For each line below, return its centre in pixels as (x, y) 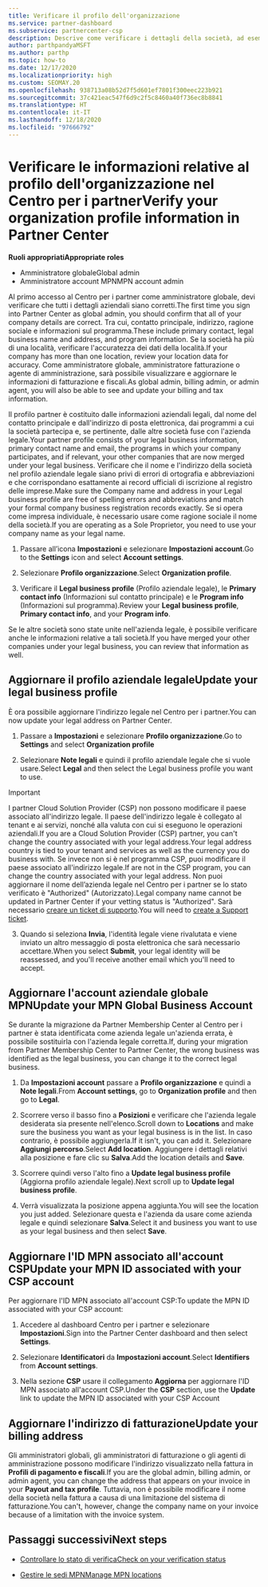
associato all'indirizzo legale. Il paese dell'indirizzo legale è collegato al (125, 816)
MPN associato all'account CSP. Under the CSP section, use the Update (138, 1390)
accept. (32, 968)
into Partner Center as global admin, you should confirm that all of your (125, 314)
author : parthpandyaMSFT (49, 46)
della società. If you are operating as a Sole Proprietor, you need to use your (132, 524)
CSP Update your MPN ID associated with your (125, 1269)
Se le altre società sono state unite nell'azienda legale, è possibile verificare (133, 629)
